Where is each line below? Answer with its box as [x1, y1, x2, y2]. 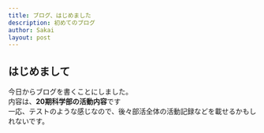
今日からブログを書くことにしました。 [8, 87, 132, 97]
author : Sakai [8, 26, 55, 34]
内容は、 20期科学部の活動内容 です [8, 97, 121, 106]
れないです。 [8, 116, 50, 126]
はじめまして [8, 65, 71, 78]
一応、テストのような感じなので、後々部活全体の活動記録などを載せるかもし [8, 107, 257, 116]
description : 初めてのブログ [8, 19, 96, 27]
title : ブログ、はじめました [8, 11, 92, 20]
